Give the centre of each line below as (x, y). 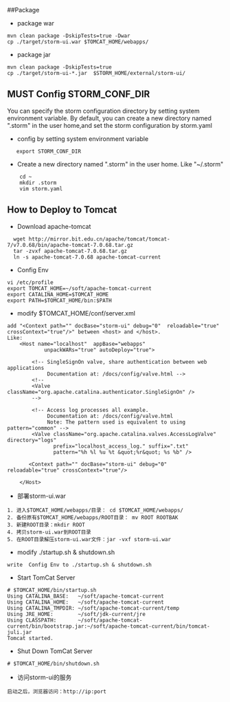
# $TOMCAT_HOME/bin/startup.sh (52, 590)
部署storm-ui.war (42, 496)
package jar (34, 55)
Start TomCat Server (46, 578)
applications (26, 368)
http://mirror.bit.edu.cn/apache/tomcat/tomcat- (99, 239)
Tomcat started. (30, 638)
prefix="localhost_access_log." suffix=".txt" (121, 446)
